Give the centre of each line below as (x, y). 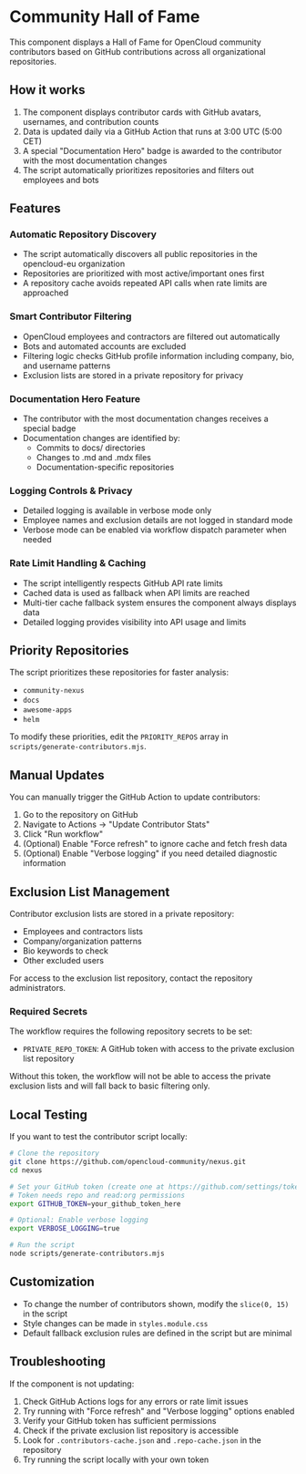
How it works (47, 90)
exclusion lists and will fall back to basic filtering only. (110, 1086)
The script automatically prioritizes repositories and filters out (138, 170)
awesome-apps (47, 710)
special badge (49, 428)
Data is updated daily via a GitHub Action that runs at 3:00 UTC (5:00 (152, 131)
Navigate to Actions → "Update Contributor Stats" (116, 825)
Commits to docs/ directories (91, 448)
